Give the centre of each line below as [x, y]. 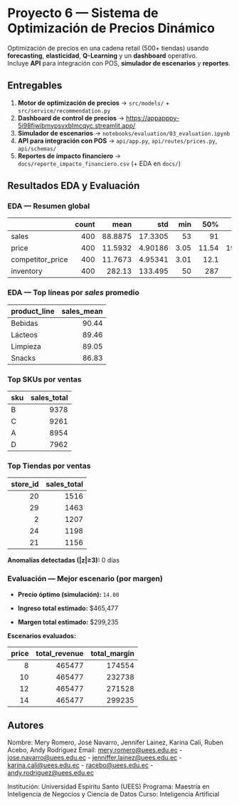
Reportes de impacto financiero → [69, 155]
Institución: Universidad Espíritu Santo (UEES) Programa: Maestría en [108, 786]
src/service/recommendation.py [64, 111]
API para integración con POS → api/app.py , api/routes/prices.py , [117, 140]
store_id [25, 484]
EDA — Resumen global [49, 206]
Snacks [23, 358]
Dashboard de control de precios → [71, 118]
